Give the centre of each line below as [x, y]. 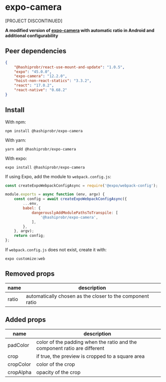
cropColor [19, 364]
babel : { [32, 208]
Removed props [30, 274]
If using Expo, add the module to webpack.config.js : [58, 176]
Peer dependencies [36, 51]
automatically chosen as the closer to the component [87, 296]
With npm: [16, 122]
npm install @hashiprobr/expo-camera [44, 131]
